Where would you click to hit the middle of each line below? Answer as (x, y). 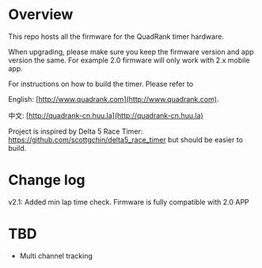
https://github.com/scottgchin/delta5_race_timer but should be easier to (126, 139)
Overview (41, 15)
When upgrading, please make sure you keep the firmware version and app (131, 51)
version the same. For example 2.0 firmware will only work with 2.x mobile (129, 60)
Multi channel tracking (56, 255)
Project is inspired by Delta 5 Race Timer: (76, 131)
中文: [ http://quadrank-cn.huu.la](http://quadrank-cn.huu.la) (106, 115)
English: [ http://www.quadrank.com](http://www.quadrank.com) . (114, 99)
